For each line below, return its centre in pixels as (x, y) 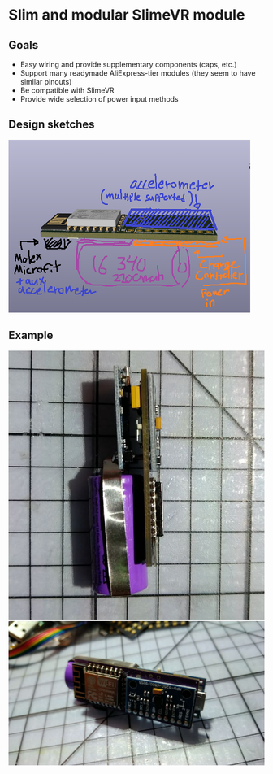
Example (31, 335)
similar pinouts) (46, 82)
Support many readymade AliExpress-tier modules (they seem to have (138, 73)
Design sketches (52, 125)
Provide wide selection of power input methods (99, 99)
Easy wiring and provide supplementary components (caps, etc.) (128, 64)
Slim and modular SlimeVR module (127, 15)
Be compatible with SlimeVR (67, 90)
